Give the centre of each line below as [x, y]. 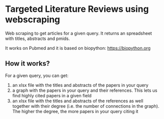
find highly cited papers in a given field [52, 95]
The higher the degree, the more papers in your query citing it [75, 111]
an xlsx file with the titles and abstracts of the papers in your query [80, 85]
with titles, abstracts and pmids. [38, 39]
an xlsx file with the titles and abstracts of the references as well [78, 101]
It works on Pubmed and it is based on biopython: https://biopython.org [78, 48]
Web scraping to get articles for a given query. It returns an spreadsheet [79, 33]
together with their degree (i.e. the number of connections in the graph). [86, 106]
